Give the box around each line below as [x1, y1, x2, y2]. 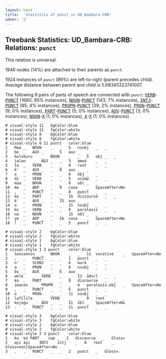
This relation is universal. [5, 57, 57, 63]
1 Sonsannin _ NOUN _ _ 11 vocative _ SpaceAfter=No [5, 252, 161, 257]
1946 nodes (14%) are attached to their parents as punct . [5, 67, 124, 73]
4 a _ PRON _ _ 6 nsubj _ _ [5, 265, 107, 270]
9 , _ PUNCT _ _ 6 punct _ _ [5, 287, 107, 292]
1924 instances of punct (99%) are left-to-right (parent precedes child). [5, 76, 154, 83]
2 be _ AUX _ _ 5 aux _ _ [5, 150, 89, 155]
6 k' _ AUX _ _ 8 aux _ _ [5, 168, 89, 173]
